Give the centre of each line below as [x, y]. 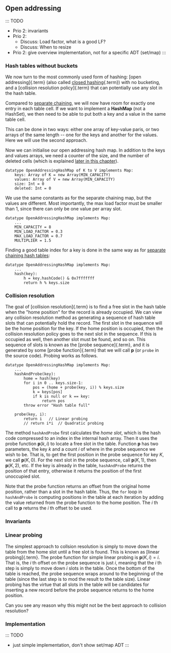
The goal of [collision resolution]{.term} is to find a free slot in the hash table [86, 307]
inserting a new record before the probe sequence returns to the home [80, 590]
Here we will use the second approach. [46, 140]
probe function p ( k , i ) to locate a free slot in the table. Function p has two [82, 444]
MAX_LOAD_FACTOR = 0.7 [39, 236]
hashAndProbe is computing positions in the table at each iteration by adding [84, 497]
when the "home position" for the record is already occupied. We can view [84, 312]
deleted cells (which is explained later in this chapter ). [62, 161]
